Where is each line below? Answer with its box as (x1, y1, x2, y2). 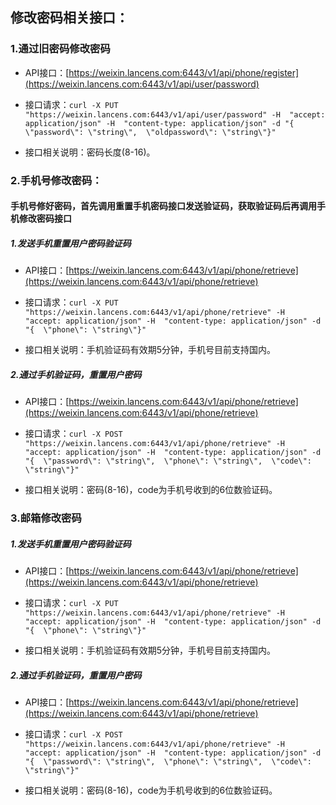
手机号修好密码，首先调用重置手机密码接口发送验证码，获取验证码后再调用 (10, 200, 317, 212)
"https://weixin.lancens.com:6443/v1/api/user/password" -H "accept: (24, 109, 326, 120)
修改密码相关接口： (10, 9, 129, 27)
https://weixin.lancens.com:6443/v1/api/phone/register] (68, 66, 300, 78)
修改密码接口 (18, 213, 72, 225)
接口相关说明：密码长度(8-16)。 (24, 146, 156, 158)
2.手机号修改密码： (10, 173, 103, 187)
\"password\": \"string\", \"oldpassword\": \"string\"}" (24, 127, 277, 137)
